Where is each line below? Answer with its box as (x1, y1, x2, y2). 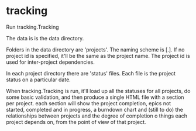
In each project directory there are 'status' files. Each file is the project (6, 70, 176, 77)
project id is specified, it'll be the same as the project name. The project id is (6, 52, 190, 59)
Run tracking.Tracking (6, 23, 60, 30)
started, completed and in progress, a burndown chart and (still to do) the (6, 106, 183, 113)
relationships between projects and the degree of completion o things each (6, 112, 187, 119)
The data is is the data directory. (6, 35, 84, 42)
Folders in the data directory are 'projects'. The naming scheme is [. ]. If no (6, 46, 185, 53)
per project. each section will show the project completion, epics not (6, 99, 171, 106)
